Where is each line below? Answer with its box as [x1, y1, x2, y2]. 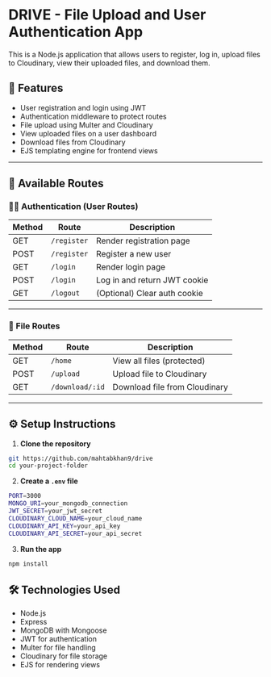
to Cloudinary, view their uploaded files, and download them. [8, 58, 211, 68]
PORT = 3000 [8, 492, 42, 500]
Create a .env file [19, 476, 78, 486]
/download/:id [51, 382, 105, 391]
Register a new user [95, 249, 172, 260]
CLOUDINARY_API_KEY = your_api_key [8, 522, 121, 530]
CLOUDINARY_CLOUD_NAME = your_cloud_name [8, 514, 143, 522]
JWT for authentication [19, 634, 97, 644]
